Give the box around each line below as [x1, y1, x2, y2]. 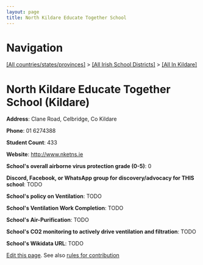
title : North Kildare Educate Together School [6, 15, 127, 21]
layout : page [6, 9, 40, 15]
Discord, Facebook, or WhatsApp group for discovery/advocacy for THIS [6, 174, 194, 182]
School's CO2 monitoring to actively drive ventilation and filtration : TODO [6, 228, 196, 235]
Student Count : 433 [6, 139, 58, 146]
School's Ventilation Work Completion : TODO [6, 205, 124, 212]
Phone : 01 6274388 [6, 127, 56, 135]
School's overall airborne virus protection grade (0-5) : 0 [6, 163, 152, 170]
